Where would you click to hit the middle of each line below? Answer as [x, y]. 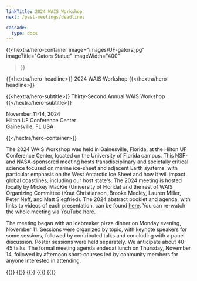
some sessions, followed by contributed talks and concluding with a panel [95, 236]
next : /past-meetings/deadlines [45, 17]
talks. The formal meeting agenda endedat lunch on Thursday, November [102, 248]
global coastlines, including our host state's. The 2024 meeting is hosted [94, 180]
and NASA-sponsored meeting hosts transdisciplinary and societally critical [97, 162]
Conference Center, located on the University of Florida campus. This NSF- [97, 156]
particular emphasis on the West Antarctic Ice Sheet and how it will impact [96, 175]
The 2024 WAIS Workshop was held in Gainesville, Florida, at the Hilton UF [96, 149]
